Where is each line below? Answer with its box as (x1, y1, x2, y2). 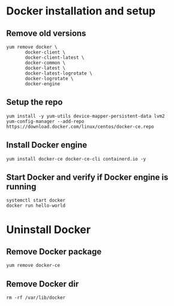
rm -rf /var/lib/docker (6, 295, 66, 301)
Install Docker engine (6, 140, 88, 150)
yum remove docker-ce (6, 263, 61, 269)
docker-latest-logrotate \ (25, 70, 93, 76)
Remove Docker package (6, 246, 102, 257)
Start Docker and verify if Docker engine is (6, 173, 169, 183)
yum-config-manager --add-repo (6, 118, 85, 124)
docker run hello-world (6, 203, 66, 209)
